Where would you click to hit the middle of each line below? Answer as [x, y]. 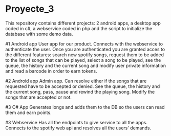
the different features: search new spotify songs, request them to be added [85, 55]
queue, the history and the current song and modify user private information [86, 65]
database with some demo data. [39, 34]
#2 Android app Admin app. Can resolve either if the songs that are [76, 81]
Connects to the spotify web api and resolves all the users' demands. [78, 128]
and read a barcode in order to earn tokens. [51, 71]
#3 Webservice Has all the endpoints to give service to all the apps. [76, 122]
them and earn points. [29, 112]
